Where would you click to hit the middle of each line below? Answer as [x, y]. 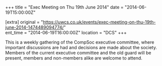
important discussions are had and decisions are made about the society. [81, 47]
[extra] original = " [24, 22]
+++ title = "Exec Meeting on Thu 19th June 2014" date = [65, 7]
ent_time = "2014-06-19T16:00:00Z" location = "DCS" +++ [66, 33]
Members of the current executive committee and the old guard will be [78, 53]
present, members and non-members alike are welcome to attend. [74, 58]
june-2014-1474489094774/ [34, 27]
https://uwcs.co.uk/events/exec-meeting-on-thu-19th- [99, 22]
